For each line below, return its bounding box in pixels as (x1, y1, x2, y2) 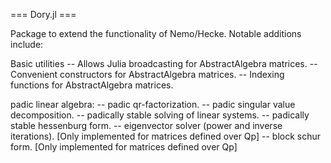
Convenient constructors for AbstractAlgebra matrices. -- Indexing (10, 69, 285, 80)
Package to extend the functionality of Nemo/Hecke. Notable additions (10, 28, 302, 39)
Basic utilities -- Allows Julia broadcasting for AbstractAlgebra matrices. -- (10, 58, 318, 69)
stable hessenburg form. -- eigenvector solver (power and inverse (10, 120, 283, 131)
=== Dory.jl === (10, 9, 77, 20)
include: (10, 39, 44, 50)
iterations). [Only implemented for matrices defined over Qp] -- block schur (10, 130, 322, 142)
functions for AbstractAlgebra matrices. (10, 79, 174, 91)
